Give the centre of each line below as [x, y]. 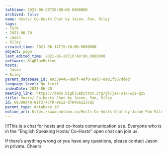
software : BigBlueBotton [31, 61]
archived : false [22, 14]
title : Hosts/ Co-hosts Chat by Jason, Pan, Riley [59, 98]
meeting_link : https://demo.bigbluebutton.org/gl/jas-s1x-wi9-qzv [75, 93]
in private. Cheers [23, 146]
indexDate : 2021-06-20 [29, 88]
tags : [11, 24]
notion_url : [17, 112]
